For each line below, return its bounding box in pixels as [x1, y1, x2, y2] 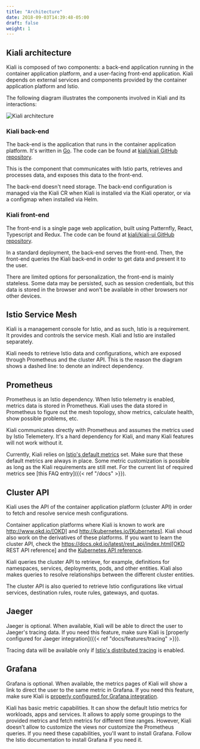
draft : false [6, 20, 39, 26]
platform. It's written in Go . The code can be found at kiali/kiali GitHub [6, 147, 178, 155]
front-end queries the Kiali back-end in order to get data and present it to [6, 255, 186, 262]
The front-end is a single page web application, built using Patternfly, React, [6, 224, 193, 231]
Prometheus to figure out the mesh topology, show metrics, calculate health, [6, 409, 195, 416]
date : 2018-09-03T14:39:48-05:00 [6, 14, 90, 20]
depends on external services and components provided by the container [6, 76, 187, 84]
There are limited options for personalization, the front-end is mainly [6, 273, 174, 280]
